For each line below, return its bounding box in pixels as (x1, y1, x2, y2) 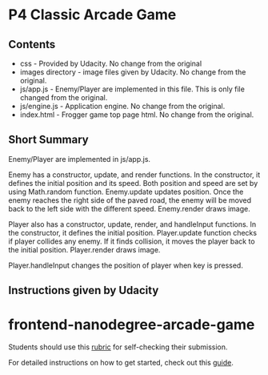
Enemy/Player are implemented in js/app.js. (8, 154, 150, 163)
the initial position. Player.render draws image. (8, 244, 161, 254)
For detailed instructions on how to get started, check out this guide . (8, 358, 234, 368)
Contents (8, 38, 56, 51)
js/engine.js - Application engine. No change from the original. (19, 102, 226, 111)
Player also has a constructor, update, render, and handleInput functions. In (8, 219, 257, 229)
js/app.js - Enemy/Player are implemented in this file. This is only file (19, 84, 246, 94)
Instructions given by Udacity (8, 284, 159, 297)
